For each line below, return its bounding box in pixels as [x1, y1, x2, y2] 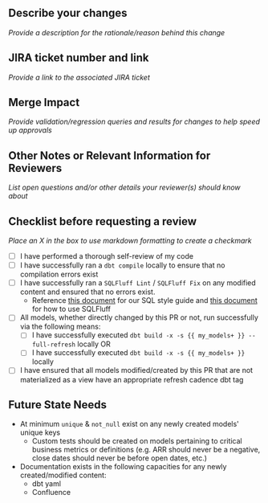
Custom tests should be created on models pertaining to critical [31, 436, 242, 446]
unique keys [19, 427, 61, 437]
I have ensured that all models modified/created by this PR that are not [19, 366, 254, 375]
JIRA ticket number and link [8, 51, 149, 65]
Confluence [31, 488, 71, 497]
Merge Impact [8, 96, 80, 109]
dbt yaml [31, 479, 62, 489]
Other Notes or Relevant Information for [8, 149, 211, 162]
